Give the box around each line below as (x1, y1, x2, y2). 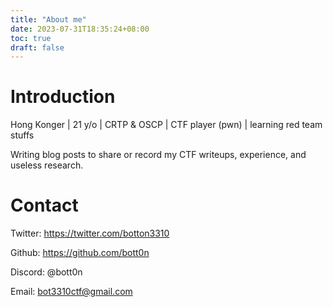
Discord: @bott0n (10, 266, 83, 278)
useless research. (10, 159, 84, 171)
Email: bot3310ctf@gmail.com (10, 286, 133, 298)
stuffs (10, 129, 35, 141)
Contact (10, 194, 79, 217)
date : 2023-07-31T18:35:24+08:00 (10, 24, 150, 34)
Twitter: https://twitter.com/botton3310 (10, 227, 170, 240)
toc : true (10, 33, 52, 43)
